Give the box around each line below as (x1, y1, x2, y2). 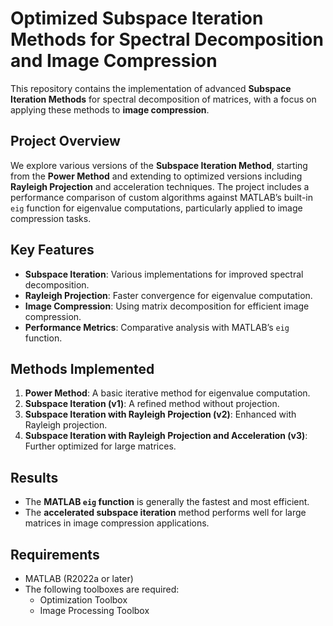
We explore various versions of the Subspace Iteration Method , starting (10, 159, 308, 171)
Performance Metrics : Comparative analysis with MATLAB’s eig (24, 321, 290, 333)
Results (10, 469, 59, 486)
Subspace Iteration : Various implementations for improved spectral (24, 268, 304, 280)
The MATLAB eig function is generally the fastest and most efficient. (24, 496, 310, 508)
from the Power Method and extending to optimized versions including (10, 170, 303, 182)
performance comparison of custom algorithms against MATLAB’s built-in (10, 191, 314, 203)
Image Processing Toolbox (39, 605, 150, 616)
